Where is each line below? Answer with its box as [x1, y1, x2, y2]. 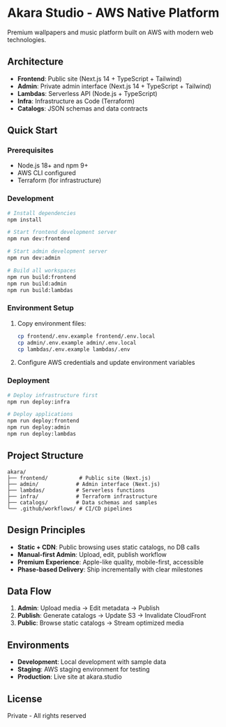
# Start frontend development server [7, 229, 117, 236]
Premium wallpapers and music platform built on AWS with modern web [7, 28, 214, 36]
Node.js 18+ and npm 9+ [17, 161, 89, 169]
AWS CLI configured [17, 169, 77, 177]
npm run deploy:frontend [7, 417, 80, 424]
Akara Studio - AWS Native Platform [7, 5, 220, 21]
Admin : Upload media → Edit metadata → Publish [17, 604, 160, 612]
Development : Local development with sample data [17, 658, 167, 666]
